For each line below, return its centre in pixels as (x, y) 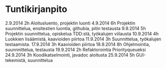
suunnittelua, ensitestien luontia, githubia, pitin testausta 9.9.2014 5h (76, 28)
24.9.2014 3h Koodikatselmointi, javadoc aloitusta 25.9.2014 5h (70, 55)
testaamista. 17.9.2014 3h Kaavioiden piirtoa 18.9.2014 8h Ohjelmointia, (78, 44)
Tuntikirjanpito (36, 9)
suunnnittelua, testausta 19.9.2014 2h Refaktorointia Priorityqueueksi (76, 49)
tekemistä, (16, 60)
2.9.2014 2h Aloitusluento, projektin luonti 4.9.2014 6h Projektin (70, 23)
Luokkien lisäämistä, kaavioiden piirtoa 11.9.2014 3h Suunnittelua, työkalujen (83, 39)
